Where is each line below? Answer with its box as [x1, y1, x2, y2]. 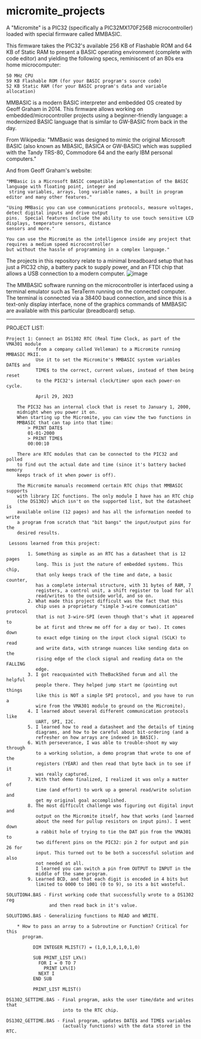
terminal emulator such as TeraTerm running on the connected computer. [6, 288, 187, 295]
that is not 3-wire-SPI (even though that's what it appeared [35, 613, 194, 620]
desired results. [17, 529, 60, 536]
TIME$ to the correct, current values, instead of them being [35, 367, 194, 373]
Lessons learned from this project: [8, 540, 100, 546]
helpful [6, 676, 26, 683]
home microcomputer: [6, 61, 61, 68]
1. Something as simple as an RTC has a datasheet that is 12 [28, 550, 186, 557]
